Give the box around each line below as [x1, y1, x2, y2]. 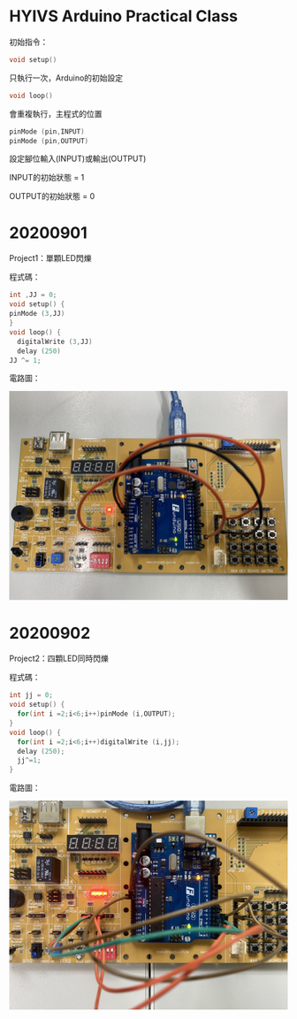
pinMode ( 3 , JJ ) [9, 310, 65, 318]
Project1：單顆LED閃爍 [9, 253, 92, 264]
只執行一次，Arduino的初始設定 [9, 73, 124, 83]
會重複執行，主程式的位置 [9, 108, 103, 119]
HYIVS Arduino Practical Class [9, 6, 239, 27]
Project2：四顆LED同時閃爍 [9, 653, 109, 664]
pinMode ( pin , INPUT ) [9, 126, 86, 136]
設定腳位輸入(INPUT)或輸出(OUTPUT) [9, 153, 147, 165]
